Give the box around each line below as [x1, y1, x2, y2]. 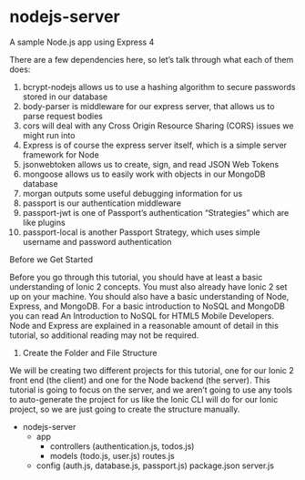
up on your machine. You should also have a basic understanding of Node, [9, 291, 290, 301]
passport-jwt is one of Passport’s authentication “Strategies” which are [22, 207, 290, 218]
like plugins [22, 217, 66, 228]
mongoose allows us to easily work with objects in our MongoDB [22, 169, 266, 179]
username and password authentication [22, 236, 172, 247]
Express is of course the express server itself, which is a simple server [22, 139, 288, 150]
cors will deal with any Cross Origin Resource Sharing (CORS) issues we [22, 120, 294, 131]
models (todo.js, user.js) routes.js [49, 450, 175, 461]
